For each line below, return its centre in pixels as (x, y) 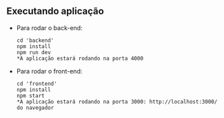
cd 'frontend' (37, 84)
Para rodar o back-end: (50, 27)
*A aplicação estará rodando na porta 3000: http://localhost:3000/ (117, 102)
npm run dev (33, 52)
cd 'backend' (35, 40)
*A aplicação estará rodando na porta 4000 (80, 58)
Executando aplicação (55, 11)
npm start (31, 95)
